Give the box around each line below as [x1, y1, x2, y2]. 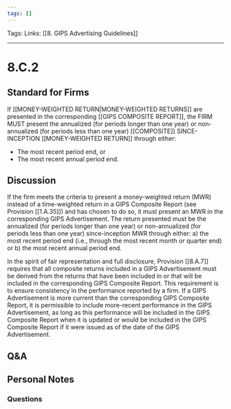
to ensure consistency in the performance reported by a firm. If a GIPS [7, 287, 206, 295]
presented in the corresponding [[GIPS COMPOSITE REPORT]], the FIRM [7, 112, 213, 120]
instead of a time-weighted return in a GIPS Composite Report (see [7, 200, 197, 208]
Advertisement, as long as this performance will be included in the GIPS [7, 309, 210, 317]
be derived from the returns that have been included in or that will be [7, 272, 202, 280]
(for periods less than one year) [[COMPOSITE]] [39, 126, 175, 135]
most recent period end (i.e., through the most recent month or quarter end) [7, 236, 222, 245]
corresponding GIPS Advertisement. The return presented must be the [7, 214, 206, 223]
